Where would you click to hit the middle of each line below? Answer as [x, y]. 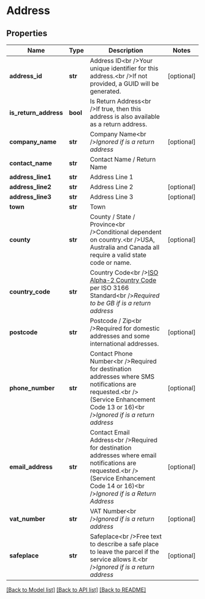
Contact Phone [111, 354]
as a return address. [119, 124]
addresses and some [120, 336]
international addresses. [124, 344]
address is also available [125, 117]
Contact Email [110, 432]
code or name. [111, 262]
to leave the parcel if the [125, 552]
